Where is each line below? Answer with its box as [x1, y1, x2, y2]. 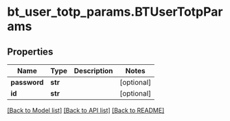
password [10, 78, 44, 87]
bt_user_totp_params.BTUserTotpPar [7, 4, 223, 20]
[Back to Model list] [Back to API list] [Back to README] [7, 107, 165, 114]
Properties [7, 46, 54, 57]
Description [73, 66, 113, 75]
